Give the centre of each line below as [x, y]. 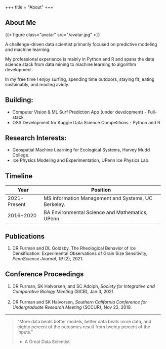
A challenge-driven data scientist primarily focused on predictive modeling [81, 44]
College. [21, 155]
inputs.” [25, 332]
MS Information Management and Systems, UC [98, 199]
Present [17, 204]
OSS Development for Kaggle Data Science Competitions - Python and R [86, 122]
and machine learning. [28, 50]
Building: [19, 100]
